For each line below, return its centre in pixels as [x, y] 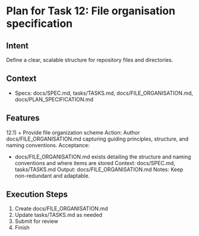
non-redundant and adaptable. [52, 176]
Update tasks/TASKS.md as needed [59, 215]
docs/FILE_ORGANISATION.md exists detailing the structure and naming [103, 157]
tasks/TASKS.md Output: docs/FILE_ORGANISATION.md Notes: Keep [99, 169]
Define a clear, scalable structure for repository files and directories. [90, 60]
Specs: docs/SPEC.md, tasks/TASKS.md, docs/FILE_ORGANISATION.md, [104, 93]
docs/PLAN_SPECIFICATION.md [54, 99]
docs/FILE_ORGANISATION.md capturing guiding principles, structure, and [97, 139]
